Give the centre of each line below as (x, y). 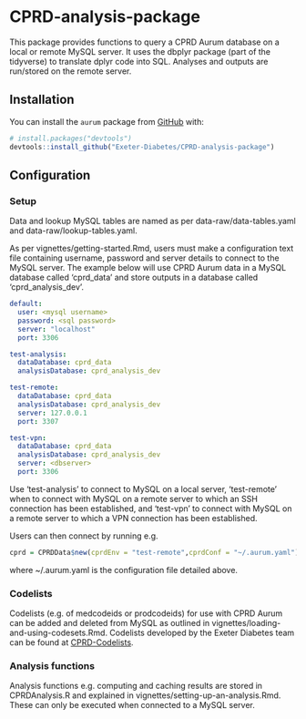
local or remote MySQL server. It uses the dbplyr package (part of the (140, 51)
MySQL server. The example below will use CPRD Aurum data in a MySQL (148, 268)
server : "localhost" (56, 329)
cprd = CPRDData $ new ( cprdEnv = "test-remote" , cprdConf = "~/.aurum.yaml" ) (154, 552)
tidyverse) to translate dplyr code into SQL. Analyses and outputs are (139, 61)
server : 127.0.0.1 (53, 413)
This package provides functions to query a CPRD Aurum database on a (144, 42)
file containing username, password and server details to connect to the (144, 258)
